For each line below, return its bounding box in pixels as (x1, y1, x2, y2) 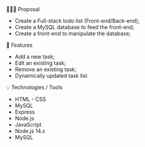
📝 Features (6, 42, 33, 48)
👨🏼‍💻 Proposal (6, 6, 40, 13)
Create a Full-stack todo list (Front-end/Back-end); (14, 17, 140, 24)
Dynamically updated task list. (14, 72, 89, 79)
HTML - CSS (14, 96, 47, 103)
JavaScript (14, 121, 42, 128)
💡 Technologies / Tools (6, 84, 63, 91)
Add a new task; (14, 53, 55, 60)
